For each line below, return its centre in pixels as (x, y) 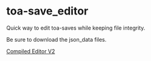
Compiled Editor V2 (31, 51)
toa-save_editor (47, 11)
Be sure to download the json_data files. (56, 39)
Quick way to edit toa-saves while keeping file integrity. (76, 28)
